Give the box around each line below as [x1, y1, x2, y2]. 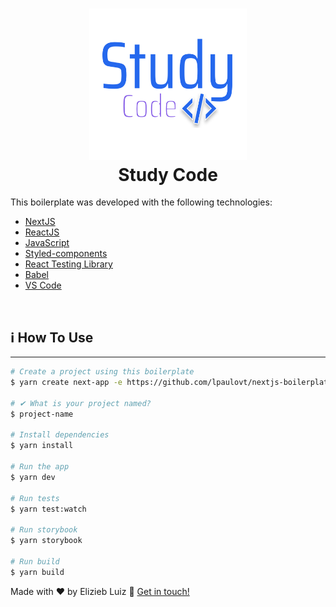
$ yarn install [10, 441, 74, 451]
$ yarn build [10, 567, 65, 577]
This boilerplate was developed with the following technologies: [10, 196, 273, 208]
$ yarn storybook [10, 536, 83, 546]
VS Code [24, 279, 62, 292]
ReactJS [24, 226, 60, 238]
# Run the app [10, 462, 70, 472]
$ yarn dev [10, 472, 56, 482]
